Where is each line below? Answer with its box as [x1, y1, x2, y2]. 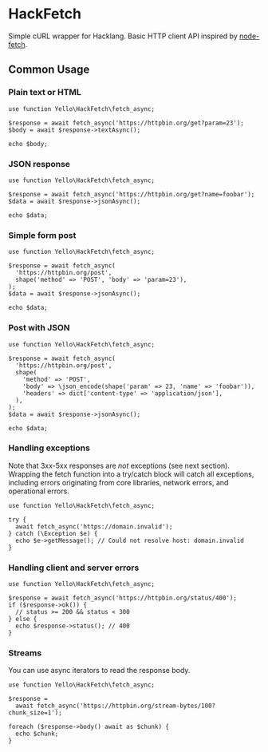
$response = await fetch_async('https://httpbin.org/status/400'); [8, 594, 238, 603]
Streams [8, 647, 42, 659]
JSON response [8, 158, 70, 169]
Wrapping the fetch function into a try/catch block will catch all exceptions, [8, 469, 254, 479]
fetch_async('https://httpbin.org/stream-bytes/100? [37, 702, 216, 710]
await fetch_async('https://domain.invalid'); [15, 522, 173, 531]
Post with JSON [8, 323, 70, 334]
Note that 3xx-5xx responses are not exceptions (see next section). [8, 461, 230, 470]
